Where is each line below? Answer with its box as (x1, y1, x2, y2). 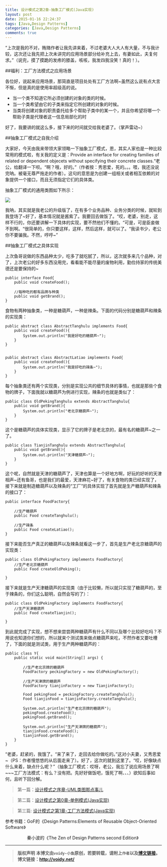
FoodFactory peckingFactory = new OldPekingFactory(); (23, 669, 139, 674)
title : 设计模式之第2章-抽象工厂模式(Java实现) (5, 7, 94, 12)
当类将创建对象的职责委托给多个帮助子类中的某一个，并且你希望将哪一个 (12, 108, 161, 113)
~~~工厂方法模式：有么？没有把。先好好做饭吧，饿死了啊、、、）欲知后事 (5, 770, 151, 775)
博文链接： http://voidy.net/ (17, 857, 75, 862)
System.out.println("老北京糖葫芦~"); (23, 409, 99, 414)
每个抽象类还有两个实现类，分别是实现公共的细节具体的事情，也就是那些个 (5, 383, 158, 389)
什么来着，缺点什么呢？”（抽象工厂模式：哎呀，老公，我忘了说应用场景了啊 (5, 763, 160, 769)
